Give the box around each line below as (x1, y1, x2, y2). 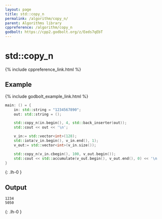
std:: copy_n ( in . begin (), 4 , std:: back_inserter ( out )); (14, 121, 127, 125)
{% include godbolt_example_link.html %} (5, 93, 89, 99)
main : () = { (5, 103, 32, 108)
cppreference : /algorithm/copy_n (5, 25, 73, 30)
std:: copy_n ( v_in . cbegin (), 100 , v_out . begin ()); (14, 151, 116, 156)
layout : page (5, 7, 32, 12)
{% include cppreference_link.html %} (5, 66, 81, 72)
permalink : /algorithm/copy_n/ (5, 16, 68, 21)
